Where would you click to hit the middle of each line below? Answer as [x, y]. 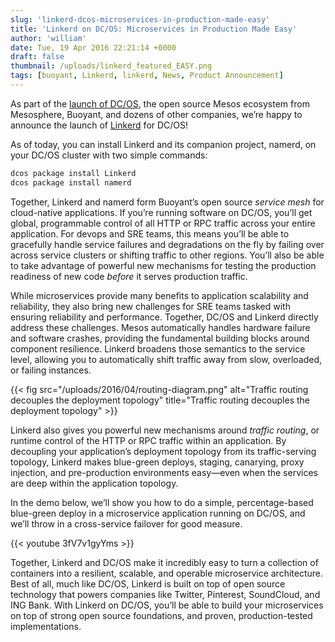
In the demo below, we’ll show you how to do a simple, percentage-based [162, 502]
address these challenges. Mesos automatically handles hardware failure [160, 327]
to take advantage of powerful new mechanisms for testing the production [163, 265]
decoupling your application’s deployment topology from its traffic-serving [163, 451]
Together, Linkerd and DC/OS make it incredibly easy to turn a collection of [164, 562]
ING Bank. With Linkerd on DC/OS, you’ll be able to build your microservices [167, 605]
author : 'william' [48, 38]
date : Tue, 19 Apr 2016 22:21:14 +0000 [93, 47]
